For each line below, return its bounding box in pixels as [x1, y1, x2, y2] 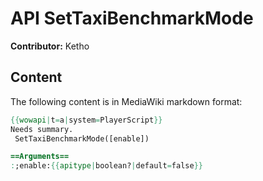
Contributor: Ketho [10, 40, 90, 52]
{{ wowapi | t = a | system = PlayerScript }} [10, 115, 163, 125]
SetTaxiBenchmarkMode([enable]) [14, 133, 150, 144]
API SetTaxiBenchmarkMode [10, 7, 254, 30]
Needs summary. [10, 124, 74, 134]
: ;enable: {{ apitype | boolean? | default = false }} [10, 161, 203, 171]
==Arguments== [10, 152, 70, 162]
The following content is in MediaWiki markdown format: [10, 95, 243, 107]
